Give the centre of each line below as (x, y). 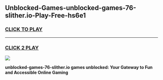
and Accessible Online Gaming (37, 72)
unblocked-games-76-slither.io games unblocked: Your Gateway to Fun (79, 67)
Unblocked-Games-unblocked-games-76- (71, 8)
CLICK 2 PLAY (22, 48)
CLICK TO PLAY (24, 30)
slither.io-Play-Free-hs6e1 (46, 16)
